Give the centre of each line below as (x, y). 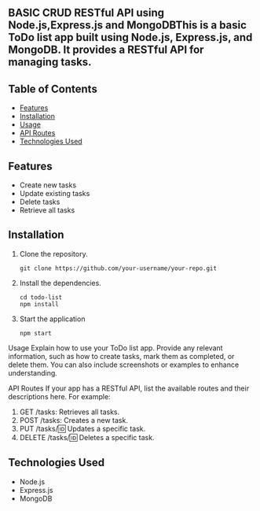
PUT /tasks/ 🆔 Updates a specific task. (82, 428)
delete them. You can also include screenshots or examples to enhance (124, 365)
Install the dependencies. (60, 283)
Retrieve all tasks (47, 210)
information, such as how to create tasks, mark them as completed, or (121, 356)
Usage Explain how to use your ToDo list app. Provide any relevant (115, 348)
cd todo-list (41, 297)
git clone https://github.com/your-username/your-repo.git (118, 268)
